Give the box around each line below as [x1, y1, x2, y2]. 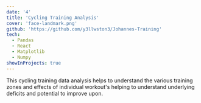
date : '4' [6, 9, 32, 15]
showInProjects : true [6, 60, 62, 66]
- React [12, 43, 32, 49]
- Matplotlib [12, 49, 45, 55]
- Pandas [12, 37, 34, 43]
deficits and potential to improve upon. [6, 90, 104, 97]
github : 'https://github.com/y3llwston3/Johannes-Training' [6, 26, 163, 32]
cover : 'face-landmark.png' [6, 20, 78, 26]
